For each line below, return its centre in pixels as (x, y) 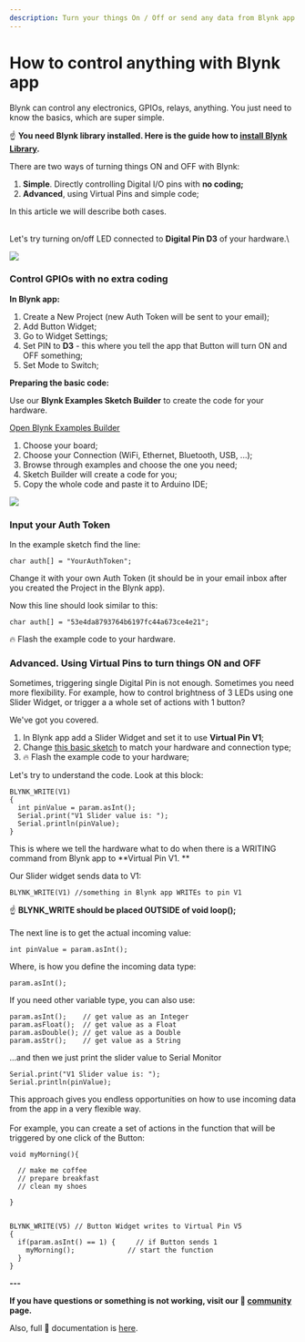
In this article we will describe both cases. (88, 211)
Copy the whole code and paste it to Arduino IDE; (115, 484)
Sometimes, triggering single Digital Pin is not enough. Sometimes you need (152, 683)
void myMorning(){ (44, 1155)
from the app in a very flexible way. (76, 1109)
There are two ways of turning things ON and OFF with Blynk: (125, 166)
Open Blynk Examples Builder (65, 427)
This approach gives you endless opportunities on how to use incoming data (153, 1100)
